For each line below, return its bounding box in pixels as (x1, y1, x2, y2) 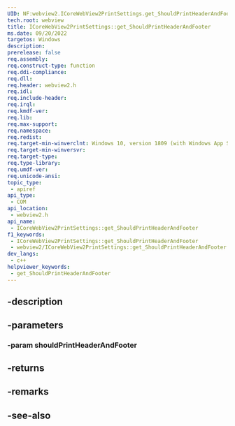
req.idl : (7, 88, 33, 95)
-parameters (7, 319, 64, 332)
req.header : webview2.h (7, 82, 77, 89)
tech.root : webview (7, 17, 64, 24)
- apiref (10, 186, 36, 193)
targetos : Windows (7, 36, 61, 43)
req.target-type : (7, 153, 58, 161)
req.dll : (7, 75, 33, 82)
